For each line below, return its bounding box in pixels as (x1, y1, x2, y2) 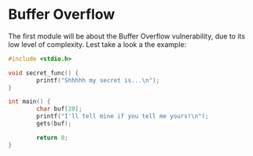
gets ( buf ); (36, 120, 72, 128)
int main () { (8, 98, 51, 106)
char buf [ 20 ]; (36, 105, 82, 113)
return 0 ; (36, 133, 68, 142)
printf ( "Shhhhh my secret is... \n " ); (36, 76, 159, 84)
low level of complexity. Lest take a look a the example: (8, 39, 187, 49)
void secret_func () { (8, 69, 79, 77)
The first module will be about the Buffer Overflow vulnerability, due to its (8, 31, 246, 41)
